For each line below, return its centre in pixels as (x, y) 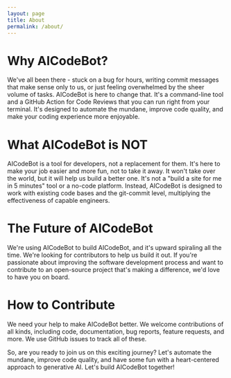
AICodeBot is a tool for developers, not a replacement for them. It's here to (114, 164)
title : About (26, 20)
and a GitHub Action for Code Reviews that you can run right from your (109, 102)
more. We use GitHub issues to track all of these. (77, 339)
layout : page (26, 13)
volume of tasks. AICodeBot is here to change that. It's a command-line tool (115, 95)
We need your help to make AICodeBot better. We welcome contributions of (115, 324)
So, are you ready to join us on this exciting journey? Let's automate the (109, 352)
